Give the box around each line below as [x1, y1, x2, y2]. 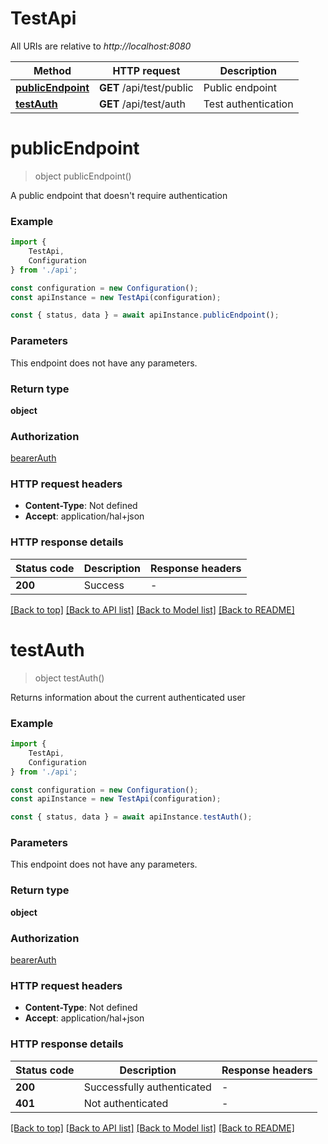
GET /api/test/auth [99, 97, 186, 111]
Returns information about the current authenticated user [10, 691, 246, 703]
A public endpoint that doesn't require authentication [10, 189, 228, 201]
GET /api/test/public [99, 80, 194, 94]
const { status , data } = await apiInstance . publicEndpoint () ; [10, 310, 280, 321]
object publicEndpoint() [34, 170, 132, 182]
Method [33, 63, 72, 77]
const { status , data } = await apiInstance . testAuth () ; [10, 812, 253, 822]
